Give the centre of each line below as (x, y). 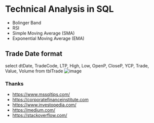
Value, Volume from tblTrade (34, 71)
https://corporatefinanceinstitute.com (50, 100)
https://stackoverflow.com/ (40, 115)
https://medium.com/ (34, 110)
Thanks (14, 84)
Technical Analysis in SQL (59, 9)
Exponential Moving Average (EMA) (48, 38)
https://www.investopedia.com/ (44, 105)
